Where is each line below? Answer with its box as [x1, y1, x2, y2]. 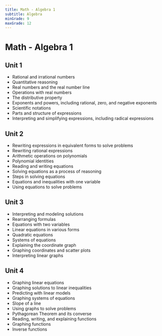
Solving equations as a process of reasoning [12, 169, 102, 175]
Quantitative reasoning [12, 79, 58, 85]
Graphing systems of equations [12, 295, 75, 301]
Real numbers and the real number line [12, 84, 90, 90]
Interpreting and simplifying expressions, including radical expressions [12, 116, 154, 121]
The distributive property [12, 95, 62, 100]
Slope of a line [12, 300, 41, 306]
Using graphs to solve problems [12, 305, 76, 311]
